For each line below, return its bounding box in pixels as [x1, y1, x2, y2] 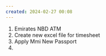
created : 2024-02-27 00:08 [5, 8, 73, 15]
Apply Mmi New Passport [14, 38, 77, 45]
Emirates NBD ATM [14, 25, 61, 32]
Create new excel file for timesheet [14, 31, 101, 39]
